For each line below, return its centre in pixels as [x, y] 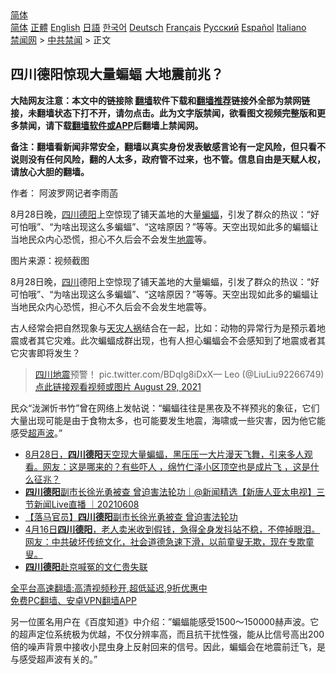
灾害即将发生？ [49, 353]
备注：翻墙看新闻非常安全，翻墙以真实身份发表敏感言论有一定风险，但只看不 [168, 146]
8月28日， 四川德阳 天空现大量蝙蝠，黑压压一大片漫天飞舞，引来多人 [164, 454]
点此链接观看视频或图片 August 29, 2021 [118, 386]
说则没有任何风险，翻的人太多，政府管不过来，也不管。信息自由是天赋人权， [168, 159]
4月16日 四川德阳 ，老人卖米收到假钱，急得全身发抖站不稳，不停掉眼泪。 [172, 529]
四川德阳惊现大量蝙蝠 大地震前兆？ [117, 74]
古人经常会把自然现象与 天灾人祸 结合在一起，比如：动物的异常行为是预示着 [163, 328]
